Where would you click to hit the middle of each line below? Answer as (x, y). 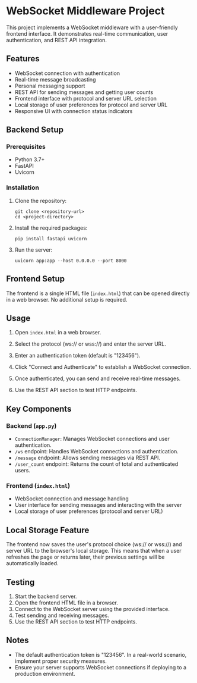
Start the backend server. (46, 596)
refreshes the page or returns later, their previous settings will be (85, 557)
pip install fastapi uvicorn (51, 239)
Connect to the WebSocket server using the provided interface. (92, 609)
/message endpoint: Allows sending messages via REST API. (88, 458)
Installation (23, 187)
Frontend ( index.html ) (38, 485)
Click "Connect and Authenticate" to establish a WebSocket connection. (103, 367)
